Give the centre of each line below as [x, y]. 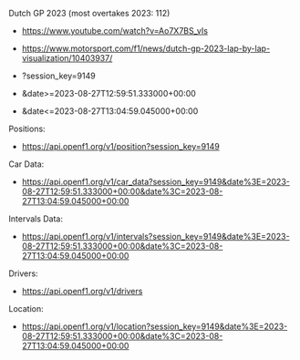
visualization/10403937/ [67, 58]
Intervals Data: [36, 219]
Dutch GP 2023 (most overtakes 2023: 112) [89, 13]
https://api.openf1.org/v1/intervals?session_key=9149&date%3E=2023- [155, 237]
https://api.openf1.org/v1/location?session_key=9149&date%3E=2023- [155, 326]
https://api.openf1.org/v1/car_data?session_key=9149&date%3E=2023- [156, 182]
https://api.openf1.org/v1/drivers [82, 291]
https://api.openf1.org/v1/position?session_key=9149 [120, 146]
